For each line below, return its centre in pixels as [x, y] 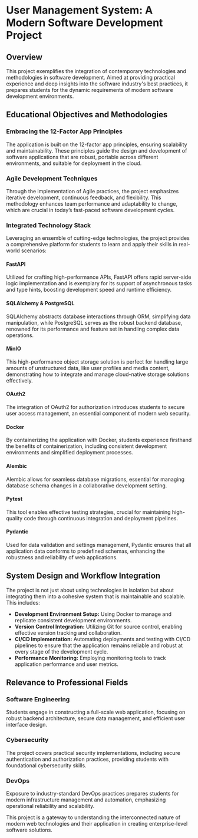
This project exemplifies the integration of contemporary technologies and [96, 71]
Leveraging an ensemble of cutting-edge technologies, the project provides [98, 238]
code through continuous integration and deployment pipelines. [101, 518]
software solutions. [29, 830]
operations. [20, 335]
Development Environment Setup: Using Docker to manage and [93, 614]
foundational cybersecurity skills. [46, 765]
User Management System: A [80, 10]
